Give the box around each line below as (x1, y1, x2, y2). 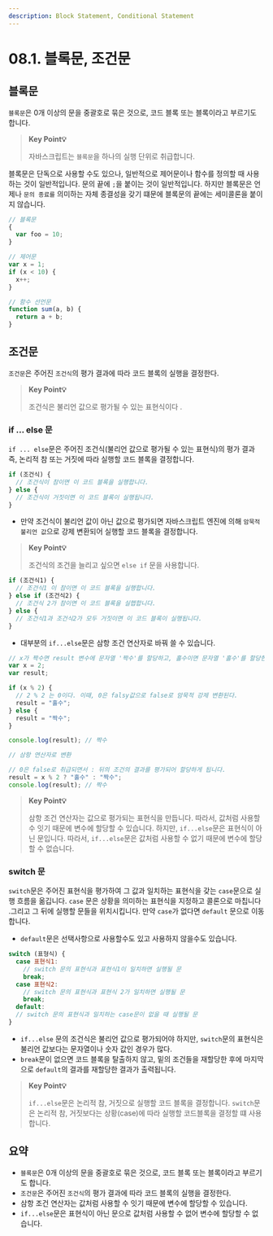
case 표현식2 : (15, 980, 58, 988)
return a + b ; (15, 313, 63, 322)
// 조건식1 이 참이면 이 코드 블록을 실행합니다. (15, 584, 156, 593)
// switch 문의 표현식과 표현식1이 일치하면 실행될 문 (23, 965, 182, 973)
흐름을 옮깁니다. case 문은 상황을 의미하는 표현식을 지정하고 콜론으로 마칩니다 (16, 896, 262, 906)
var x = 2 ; (8, 661, 45, 670)
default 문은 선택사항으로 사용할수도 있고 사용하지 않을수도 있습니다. (19, 934, 237, 944)
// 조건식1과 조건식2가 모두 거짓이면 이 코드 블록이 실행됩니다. (15, 614, 202, 623)
